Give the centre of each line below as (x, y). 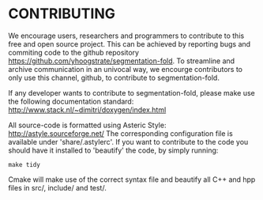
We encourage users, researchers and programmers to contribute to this (126, 36)
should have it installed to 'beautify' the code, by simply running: (113, 150)
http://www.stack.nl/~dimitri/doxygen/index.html (87, 109)
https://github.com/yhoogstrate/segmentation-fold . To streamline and (122, 61)
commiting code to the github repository (74, 52)
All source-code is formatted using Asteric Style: (87, 125)
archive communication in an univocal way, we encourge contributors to (126, 69)
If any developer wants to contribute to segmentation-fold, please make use (131, 92)
